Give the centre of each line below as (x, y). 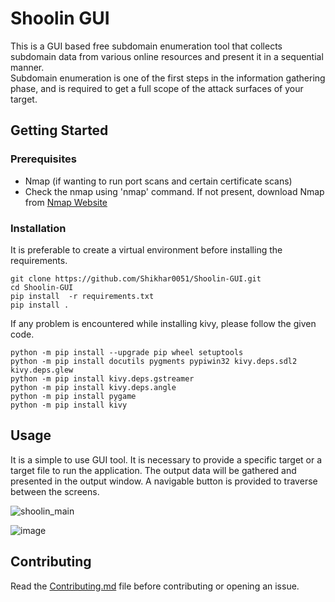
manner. (27, 67)
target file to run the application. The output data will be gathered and (153, 470)
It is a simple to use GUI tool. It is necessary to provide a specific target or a (166, 459)
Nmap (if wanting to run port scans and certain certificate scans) (158, 181)
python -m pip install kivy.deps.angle (93, 387)
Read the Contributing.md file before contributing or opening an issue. (155, 586)
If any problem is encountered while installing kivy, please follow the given (163, 323)
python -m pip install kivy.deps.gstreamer (102, 378)
